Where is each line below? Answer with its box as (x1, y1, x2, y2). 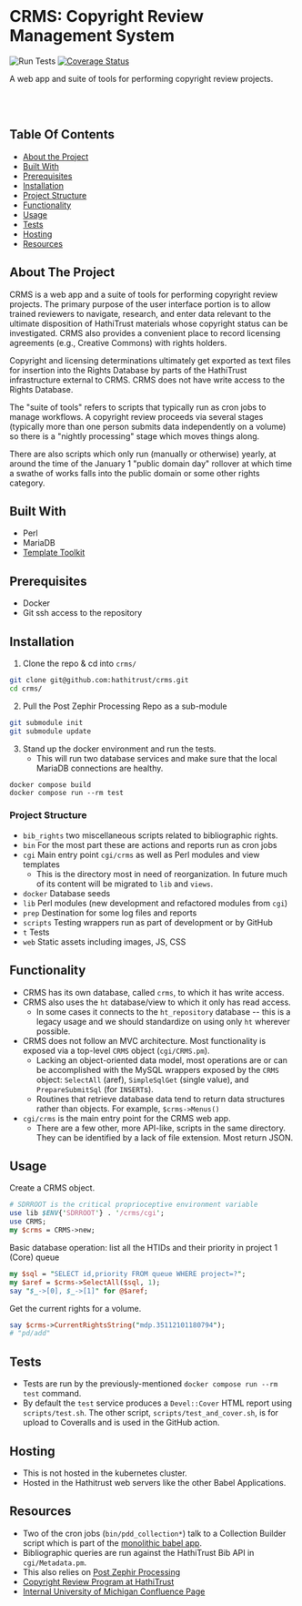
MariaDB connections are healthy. (35, 762, 164, 773)
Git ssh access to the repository (22, 608, 143, 619)
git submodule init (9, 718, 84, 727)
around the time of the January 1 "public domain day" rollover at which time (9, 457, 293, 469)
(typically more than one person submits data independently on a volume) (9, 421, 287, 432)
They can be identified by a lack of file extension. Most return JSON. (35, 1131, 294, 1143)
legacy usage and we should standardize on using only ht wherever (35, 1016, 291, 1027)
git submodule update (9, 726, 92, 736)
